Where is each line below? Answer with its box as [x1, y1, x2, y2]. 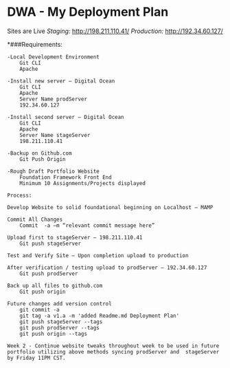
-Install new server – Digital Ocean [7, 77, 115, 85]
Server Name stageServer [19, 131, 91, 138]
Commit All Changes [7, 216, 63, 223]
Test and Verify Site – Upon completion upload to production [7, 252, 189, 259]
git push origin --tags [19, 330, 88, 337]
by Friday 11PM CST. [7, 354, 67, 361]
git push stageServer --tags [19, 318, 103, 325]
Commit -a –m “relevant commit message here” [19, 221, 155, 229]
